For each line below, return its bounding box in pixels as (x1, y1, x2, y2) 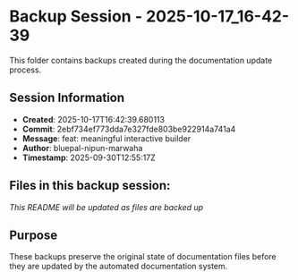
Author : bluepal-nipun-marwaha (21, 142, 143, 153)
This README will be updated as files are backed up (9, 201, 204, 212)
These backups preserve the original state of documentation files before (9, 251, 277, 262)
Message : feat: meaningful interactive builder (21, 132, 192, 144)
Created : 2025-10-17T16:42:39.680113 (21, 114, 166, 124)
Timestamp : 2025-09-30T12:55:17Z (21, 152, 157, 163)
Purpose (9, 227, 58, 242)
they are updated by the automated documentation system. (9, 261, 228, 272)
